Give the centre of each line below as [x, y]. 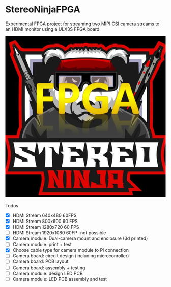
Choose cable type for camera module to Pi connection [70, 250]
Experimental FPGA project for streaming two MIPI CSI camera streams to [82, 24]
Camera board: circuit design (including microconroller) [71, 256]
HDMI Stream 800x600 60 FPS [45, 221]
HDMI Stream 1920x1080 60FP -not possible [59, 233]
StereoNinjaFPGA [43, 9]
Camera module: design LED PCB [48, 273]
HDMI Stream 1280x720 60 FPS [46, 227]
